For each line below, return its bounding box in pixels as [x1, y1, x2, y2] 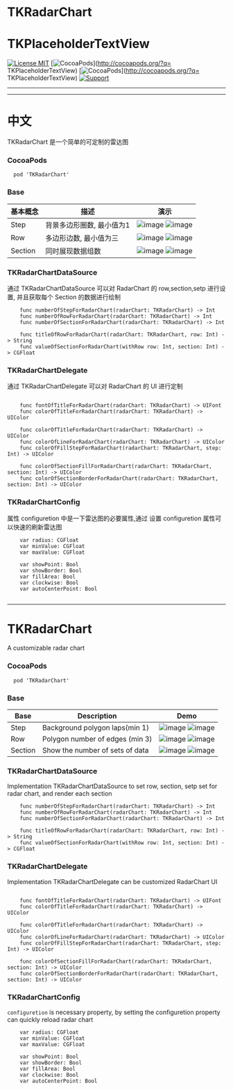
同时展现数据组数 [45, 246, 102, 256]
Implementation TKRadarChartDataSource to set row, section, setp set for [7, 782, 218, 790]
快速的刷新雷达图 [12, 522, 62, 531]
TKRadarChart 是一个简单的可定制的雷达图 [7, 138, 129, 146]
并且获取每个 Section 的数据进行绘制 [16, 293, 121, 301]
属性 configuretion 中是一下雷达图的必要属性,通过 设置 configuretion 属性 [7, 514, 216, 522]
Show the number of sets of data [42, 746, 149, 755]
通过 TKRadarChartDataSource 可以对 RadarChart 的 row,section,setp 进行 [7, 284, 220, 292]
